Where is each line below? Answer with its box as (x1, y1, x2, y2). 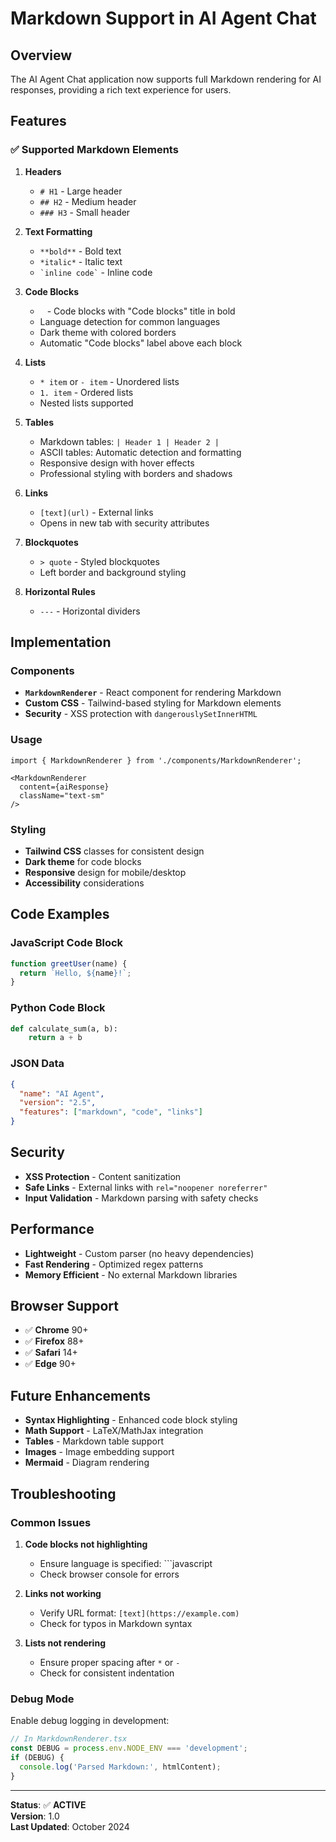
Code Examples (10, 906, 110, 923)
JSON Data (10, 1057, 65, 1071)
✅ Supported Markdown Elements (10, 143, 179, 157)
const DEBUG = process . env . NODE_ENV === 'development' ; (10, 1743, 248, 1754)
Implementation (10, 634, 112, 651)
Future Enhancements (10, 1387, 152, 1404)
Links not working (24, 1587, 102, 1599)
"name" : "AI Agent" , (19, 1088, 105, 1099)
